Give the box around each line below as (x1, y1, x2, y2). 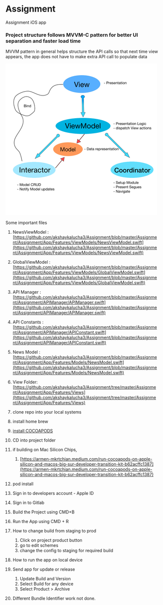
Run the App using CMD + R (12, 519, 69, 525)
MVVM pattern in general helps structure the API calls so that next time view (5, 48, 158, 54)
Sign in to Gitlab (12, 500, 45, 506)
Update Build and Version (19, 576, 71, 582)
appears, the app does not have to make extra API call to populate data (5, 54, 147, 60)
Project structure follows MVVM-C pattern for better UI (5, 32, 138, 38)
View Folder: (12, 379, 38, 385)
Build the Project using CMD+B (12, 509, 75, 515)
